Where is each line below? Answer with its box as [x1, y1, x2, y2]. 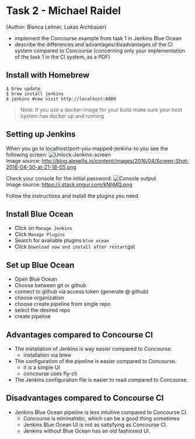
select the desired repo [14, 306, 71, 313]
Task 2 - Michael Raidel [6, 4, 121, 18]
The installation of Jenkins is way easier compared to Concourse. [14, 346, 172, 352]
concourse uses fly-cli [23, 370, 78, 377]
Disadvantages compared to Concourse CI [6, 393, 164, 403]
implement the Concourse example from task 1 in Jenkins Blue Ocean [14, 34, 182, 41]
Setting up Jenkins [6, 130, 76, 140]
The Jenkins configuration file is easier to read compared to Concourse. [14, 377, 188, 383]
